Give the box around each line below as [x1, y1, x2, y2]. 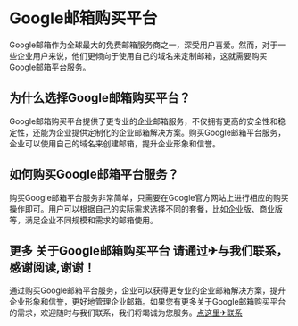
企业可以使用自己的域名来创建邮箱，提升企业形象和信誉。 [9, 138, 220, 148]
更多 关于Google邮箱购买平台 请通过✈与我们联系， [9, 243, 288, 258]
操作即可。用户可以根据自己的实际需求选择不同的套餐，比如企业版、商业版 [9, 203, 283, 214]
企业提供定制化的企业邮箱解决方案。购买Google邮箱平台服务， [55, 127, 286, 138]
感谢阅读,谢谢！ [9, 260, 96, 275]
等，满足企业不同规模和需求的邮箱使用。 [9, 214, 158, 225]
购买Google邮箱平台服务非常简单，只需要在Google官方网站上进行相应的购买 [9, 192, 289, 203]
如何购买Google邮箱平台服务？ [9, 167, 179, 182]
